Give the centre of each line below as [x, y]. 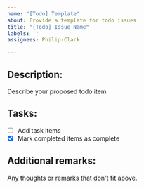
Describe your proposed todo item [57, 91]
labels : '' [23, 33]
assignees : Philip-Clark [44, 40]
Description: [35, 74]
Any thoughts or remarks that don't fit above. [72, 178]
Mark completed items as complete [68, 138]
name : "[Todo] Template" [44, 14]
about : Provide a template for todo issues [72, 20]
